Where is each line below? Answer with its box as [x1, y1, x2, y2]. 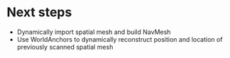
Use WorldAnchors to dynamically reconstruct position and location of [16, 35, 223, 43]
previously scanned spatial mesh [16, 42, 114, 51]
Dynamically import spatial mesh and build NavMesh [16, 28, 171, 36]
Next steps [6, 4, 72, 21]
